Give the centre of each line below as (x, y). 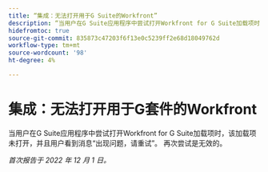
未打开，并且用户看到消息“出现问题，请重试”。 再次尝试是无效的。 (118, 143)
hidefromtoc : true (39, 30)
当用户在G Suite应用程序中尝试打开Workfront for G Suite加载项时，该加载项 (132, 133)
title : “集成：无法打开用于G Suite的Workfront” (83, 16)
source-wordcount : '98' (48, 53)
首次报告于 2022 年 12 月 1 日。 (60, 160)
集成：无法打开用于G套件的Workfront (133, 110)
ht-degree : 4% (32, 61)
